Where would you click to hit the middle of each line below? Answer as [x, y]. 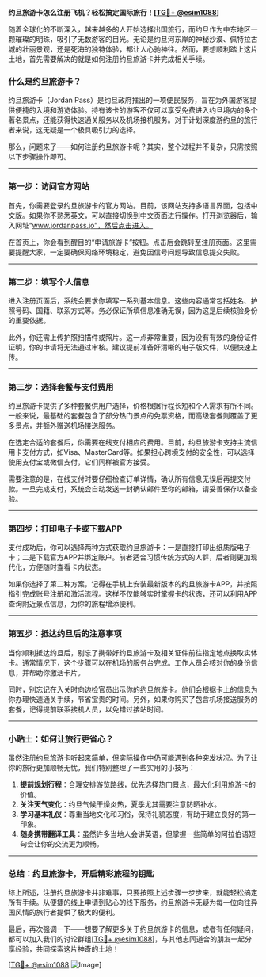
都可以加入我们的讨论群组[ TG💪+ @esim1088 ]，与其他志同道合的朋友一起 [127, 939]
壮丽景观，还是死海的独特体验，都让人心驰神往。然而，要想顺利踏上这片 [140, 49]
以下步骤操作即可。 [40, 157]
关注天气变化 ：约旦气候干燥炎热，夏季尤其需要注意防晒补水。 [120, 804]
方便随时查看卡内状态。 [67, 567]
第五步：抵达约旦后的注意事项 [65, 634]
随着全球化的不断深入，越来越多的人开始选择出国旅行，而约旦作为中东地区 [129, 29]
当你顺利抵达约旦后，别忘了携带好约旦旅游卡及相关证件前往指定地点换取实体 [133, 652]
